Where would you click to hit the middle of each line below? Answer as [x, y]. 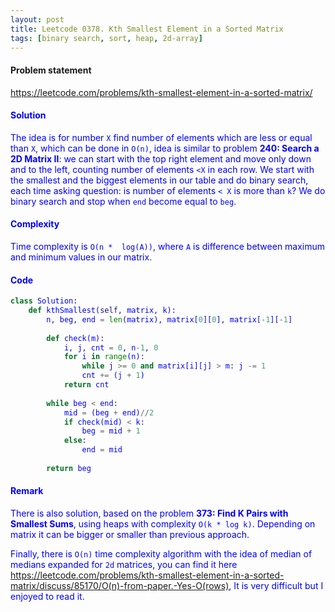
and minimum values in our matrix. [81, 257]
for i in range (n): [104, 357]
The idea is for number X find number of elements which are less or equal [161, 137]
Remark [27, 491]
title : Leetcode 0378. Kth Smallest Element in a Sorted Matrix [147, 29]
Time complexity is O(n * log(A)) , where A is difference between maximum [168, 246]
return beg [69, 468]
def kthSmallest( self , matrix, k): [102, 311]
